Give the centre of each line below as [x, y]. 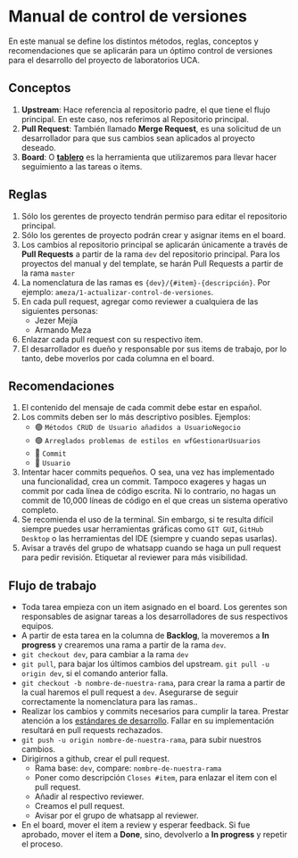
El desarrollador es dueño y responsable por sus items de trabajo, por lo [154, 349]
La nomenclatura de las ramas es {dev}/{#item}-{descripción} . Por [146, 282]
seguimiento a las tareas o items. [82, 166]
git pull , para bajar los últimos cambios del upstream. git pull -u [145, 664]
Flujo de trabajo [53, 586]
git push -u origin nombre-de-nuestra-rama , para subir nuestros [141, 740]
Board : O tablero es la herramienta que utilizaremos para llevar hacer [149, 157]
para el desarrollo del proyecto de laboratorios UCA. [104, 60]
